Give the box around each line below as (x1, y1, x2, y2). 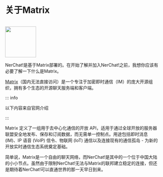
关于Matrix (5, 4, 50, 16)
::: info (5, 94, 18, 100)
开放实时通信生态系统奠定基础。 (5, 143, 70, 149)
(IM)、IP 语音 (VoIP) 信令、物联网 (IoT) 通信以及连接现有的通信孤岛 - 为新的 (5, 137, 158, 143)
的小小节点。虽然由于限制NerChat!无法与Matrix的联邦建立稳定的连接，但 (5, 160, 153, 166)
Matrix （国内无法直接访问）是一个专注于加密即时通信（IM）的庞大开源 (5, 79, 149, 85)
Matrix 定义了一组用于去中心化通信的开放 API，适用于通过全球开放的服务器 (5, 125, 157, 131)
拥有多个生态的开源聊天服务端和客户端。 (13, 85, 96, 90)
